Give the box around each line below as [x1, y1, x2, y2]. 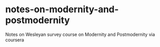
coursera [5, 37, 24, 43]
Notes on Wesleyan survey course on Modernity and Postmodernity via [5, 31, 155, 37]
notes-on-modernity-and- [5, 4, 119, 15]
